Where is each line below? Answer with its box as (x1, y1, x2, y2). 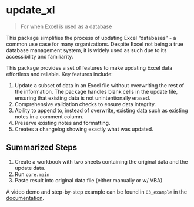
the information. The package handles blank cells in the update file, (14, 88, 178, 95)
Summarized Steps (6, 142, 78, 152)
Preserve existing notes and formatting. (14, 119, 111, 126)
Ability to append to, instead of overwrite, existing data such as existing (14, 107, 188, 114)
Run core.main (14, 171, 50, 178)
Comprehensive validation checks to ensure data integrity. (14, 100, 156, 107)
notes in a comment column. (14, 113, 84, 120)
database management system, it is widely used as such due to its (6, 46, 167, 53)
